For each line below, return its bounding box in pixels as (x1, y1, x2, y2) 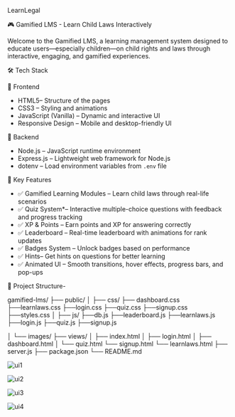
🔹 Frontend (7, 83, 40, 91)
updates (17, 236, 43, 245)
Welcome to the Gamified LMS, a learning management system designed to (7, 37, 229, 45)
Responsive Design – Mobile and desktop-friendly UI (17, 119, 172, 127)
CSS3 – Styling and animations (17, 104, 108, 112)
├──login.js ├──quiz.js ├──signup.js (7, 318, 117, 327)
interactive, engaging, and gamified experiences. (7, 52, 151, 60)
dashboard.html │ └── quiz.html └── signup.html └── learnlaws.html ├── (7, 339, 229, 348)
